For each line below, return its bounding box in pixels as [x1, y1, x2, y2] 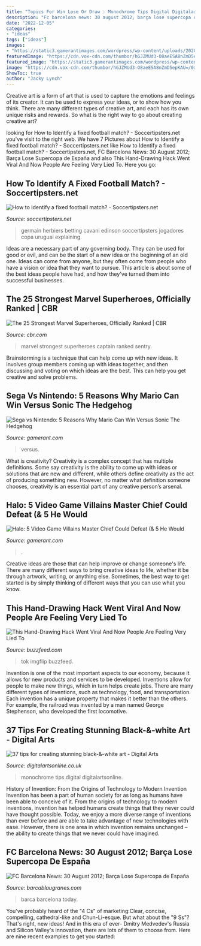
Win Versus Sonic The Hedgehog [6, 400, 133, 411]
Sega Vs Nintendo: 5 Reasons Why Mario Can [6, 391, 179, 401]
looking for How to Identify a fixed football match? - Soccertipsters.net [6, 129, 181, 137]
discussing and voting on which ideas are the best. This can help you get [6, 367, 187, 374]
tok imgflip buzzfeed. [20, 658, 74, 665]
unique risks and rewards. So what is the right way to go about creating [6, 112, 182, 119]
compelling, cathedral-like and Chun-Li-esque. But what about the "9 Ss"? [6, 914, 190, 921]
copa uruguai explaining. [20, 233, 82, 240]
